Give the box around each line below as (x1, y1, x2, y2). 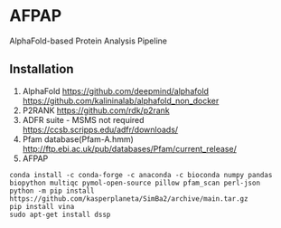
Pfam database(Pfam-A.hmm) (22, 133, 134, 145)
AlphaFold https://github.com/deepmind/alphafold (22, 85, 210, 96)
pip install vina (9, 202, 75, 211)
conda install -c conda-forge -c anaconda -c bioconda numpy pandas (9, 170, 273, 179)
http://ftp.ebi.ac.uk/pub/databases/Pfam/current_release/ (22, 143, 237, 154)
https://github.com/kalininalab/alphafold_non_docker (22, 95, 220, 106)
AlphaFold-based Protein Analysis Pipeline (9, 35, 167, 46)
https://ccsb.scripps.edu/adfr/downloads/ (22, 124, 179, 135)
